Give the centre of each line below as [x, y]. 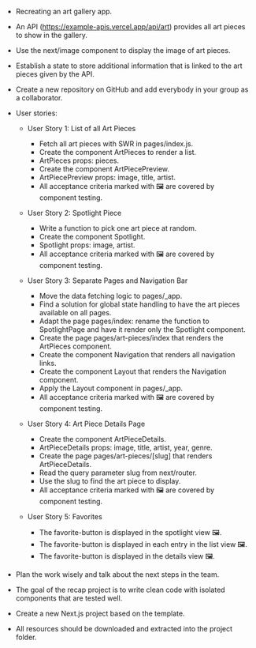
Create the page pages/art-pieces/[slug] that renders [126, 456]
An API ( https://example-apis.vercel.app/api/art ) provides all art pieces [130, 26]
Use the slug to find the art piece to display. [110, 481]
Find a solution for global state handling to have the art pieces [139, 304]
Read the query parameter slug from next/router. [118, 473]
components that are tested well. [69, 598]
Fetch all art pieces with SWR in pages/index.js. [116, 144]
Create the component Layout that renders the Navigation [133, 371]
